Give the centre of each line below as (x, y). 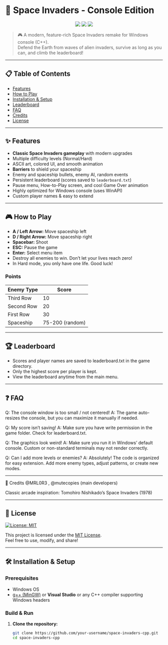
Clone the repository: (35, 624)
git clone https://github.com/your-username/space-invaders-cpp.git (85, 633)
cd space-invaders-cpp (36, 637)
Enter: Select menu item (37, 253)
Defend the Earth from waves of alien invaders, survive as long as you (89, 47)
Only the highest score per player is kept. (55, 372)
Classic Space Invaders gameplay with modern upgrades (72, 153)
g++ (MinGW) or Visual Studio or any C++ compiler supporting (78, 594)
